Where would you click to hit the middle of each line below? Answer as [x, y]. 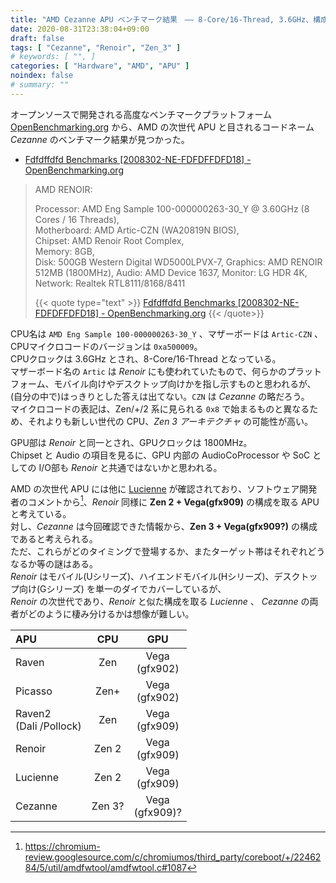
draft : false [37, 38]
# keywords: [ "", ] [53, 57]
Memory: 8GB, [64, 251]
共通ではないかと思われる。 [165, 467]
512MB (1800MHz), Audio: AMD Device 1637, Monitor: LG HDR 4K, [171, 272]
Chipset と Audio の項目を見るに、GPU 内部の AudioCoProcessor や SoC [160, 455]
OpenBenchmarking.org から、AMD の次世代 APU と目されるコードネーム [162, 127]
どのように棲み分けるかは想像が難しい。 [111, 614]
